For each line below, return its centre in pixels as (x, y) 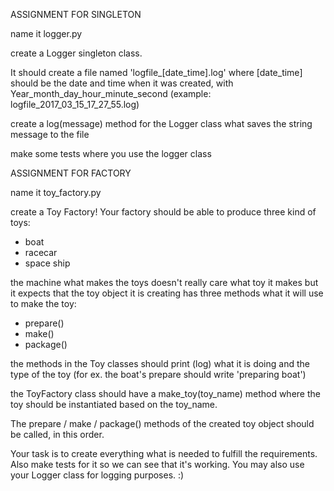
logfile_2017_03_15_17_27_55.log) (75, 104)
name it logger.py (46, 33)
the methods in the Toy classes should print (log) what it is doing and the (160, 363)
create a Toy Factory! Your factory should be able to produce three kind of (163, 212)
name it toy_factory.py (56, 192)
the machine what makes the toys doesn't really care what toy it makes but (164, 282)
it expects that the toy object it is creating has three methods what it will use (167, 293)
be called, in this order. (57, 434)
